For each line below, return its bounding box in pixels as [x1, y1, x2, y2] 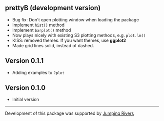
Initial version [12, 97, 39, 103]
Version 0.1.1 [5, 57, 44, 65]
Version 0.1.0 [5, 84, 46, 92]
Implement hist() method [12, 22, 65, 28]
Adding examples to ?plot [12, 69, 65, 75]
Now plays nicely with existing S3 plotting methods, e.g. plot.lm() [12, 32, 146, 38]
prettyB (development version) [5, 4, 101, 12]
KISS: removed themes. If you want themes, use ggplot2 [12, 37, 126, 43]
